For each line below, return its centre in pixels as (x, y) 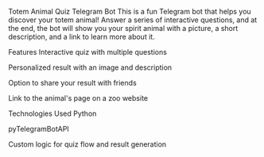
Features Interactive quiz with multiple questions (87, 52)
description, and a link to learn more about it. (82, 36)
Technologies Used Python (52, 113)
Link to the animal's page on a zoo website (78, 98)
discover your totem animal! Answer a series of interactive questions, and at (133, 20)
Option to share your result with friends (72, 83)
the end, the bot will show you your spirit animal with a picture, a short (123, 28)
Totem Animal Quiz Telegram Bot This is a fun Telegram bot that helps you (130, 11)
